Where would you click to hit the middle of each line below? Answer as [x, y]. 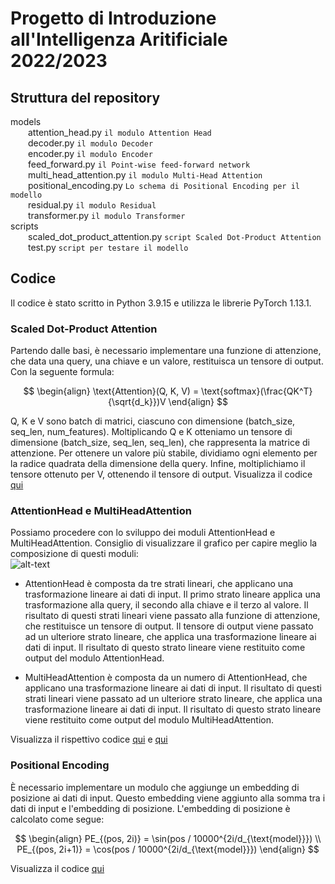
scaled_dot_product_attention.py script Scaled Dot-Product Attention [175, 236]
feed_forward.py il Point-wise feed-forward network [139, 164]
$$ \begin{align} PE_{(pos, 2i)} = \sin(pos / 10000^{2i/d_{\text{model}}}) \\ [168, 838]
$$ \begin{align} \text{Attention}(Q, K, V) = [111, 391]
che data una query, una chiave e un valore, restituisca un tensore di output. [167, 361]
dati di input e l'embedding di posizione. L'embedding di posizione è [150, 808]
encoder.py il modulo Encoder [90, 153]
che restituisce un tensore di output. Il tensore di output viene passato [169, 626]
